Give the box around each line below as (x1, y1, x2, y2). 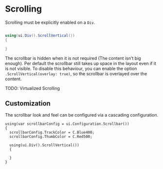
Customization (5, 99, 51, 107)
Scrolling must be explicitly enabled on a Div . (5, 19, 95, 25)
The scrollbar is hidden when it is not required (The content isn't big (5, 55, 141, 61)
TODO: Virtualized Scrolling (5, 85, 60, 91)
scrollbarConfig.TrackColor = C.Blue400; (9, 130, 95, 135)
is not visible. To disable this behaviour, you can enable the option (5, 66, 137, 71)
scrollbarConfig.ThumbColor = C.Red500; (9, 135, 92, 139)
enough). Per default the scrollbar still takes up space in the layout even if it (5, 60, 157, 66)
